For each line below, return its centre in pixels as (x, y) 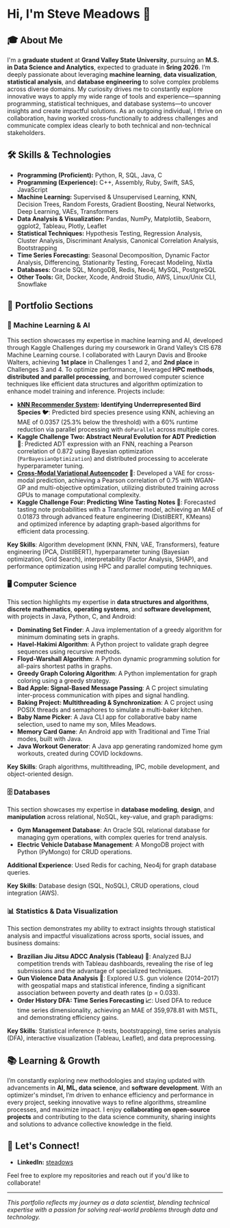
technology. (24, 1217)
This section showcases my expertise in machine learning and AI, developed (115, 340)
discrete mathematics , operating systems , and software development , (110, 609)
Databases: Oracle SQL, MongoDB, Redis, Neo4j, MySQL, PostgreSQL (116, 269)
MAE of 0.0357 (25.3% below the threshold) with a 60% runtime (107, 422)
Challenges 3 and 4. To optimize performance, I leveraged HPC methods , (111, 369)
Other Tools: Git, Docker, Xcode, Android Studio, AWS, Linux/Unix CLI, (117, 277)
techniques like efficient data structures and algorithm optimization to (105, 384)
